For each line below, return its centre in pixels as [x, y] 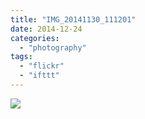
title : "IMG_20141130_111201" [73, 19]
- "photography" [53, 47]
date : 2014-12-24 [46, 29]
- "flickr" [42, 66]
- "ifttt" [39, 76]
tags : [21, 57]
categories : [35, 38]
